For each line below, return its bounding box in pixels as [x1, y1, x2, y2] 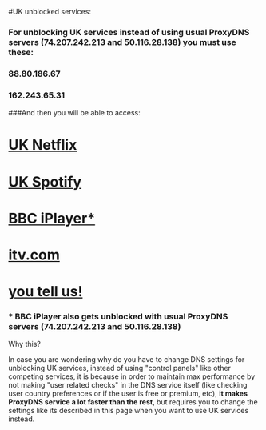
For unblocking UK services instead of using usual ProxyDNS [8, 26, 250, 38]
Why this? [8, 340, 42, 349]
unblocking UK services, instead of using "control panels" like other [8, 364, 232, 373]
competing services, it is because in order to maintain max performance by [8, 372, 256, 381]
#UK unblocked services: [8, 7, 92, 16]
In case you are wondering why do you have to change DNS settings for [8, 355, 245, 364]
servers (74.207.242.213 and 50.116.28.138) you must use [8, 36, 237, 47]
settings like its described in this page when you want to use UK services [8, 406, 249, 416]
